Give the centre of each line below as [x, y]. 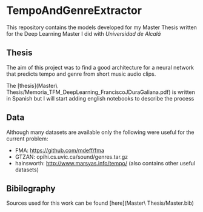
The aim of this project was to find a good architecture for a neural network [100, 67]
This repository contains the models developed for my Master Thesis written [101, 27]
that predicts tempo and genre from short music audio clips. [81, 74]
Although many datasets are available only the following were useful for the [101, 132]
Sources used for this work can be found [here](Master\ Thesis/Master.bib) [100, 203]
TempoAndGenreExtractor [74, 11]
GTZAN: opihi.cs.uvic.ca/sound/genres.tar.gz [72, 157]
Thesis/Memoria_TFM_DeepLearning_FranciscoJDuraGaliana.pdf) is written [101, 92]
